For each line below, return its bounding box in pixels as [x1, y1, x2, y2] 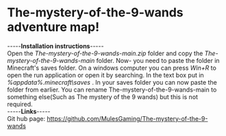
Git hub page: [7, 114, 46, 122]
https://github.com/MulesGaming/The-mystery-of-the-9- [47, 114, 208, 122]
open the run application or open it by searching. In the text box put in [7, 70, 204, 79]
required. [7, 100, 33, 108]
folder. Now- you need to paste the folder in [96, 56, 221, 64]
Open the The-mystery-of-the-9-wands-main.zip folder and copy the [7, 49, 203, 57]
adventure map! [7, 19, 100, 35]
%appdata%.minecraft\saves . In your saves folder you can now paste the [7, 78, 217, 86]
